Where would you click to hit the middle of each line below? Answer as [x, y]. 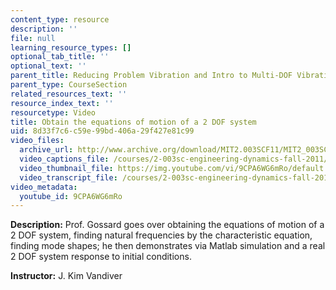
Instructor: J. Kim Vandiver [66, 276]
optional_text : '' [48, 66]
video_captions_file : [64, 159]
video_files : [37, 141]
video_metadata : [44, 187]
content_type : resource [60, 19]
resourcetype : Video [53, 112]
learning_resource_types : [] [71, 47]
